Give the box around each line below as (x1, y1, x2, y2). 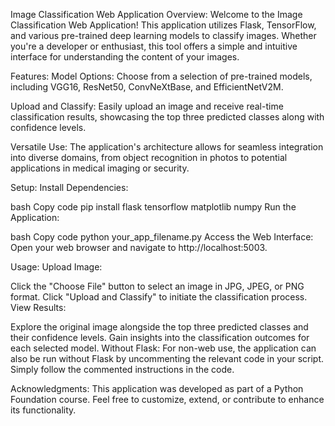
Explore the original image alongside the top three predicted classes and (10, 321, 309, 333)
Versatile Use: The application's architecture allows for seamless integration (10, 141, 324, 153)
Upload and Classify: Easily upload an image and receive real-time (10, 100, 284, 112)
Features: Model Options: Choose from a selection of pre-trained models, (10, 70, 313, 82)
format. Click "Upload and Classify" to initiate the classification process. (10, 291, 308, 303)
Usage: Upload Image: (10, 261, 103, 273)
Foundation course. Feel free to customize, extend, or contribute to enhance (10, 394, 325, 405)
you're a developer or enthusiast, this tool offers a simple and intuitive (10, 40, 298, 52)
